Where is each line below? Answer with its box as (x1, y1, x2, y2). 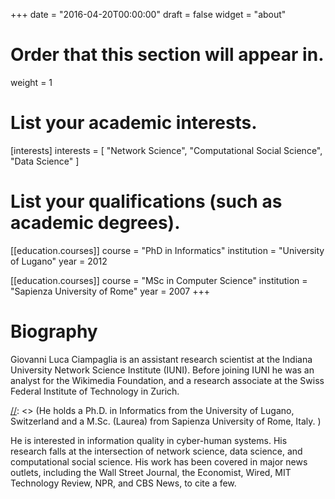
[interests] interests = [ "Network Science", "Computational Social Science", (10, 144, 323, 156)
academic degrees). (10, 212, 181, 234)
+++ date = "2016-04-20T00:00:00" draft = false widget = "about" (10, 9, 287, 20)
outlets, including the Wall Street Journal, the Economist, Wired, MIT (10, 466, 292, 478)
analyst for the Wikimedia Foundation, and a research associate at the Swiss (10, 374, 325, 386)
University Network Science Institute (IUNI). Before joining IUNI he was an (10, 364, 315, 376)
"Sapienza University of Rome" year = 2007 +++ (10, 285, 210, 297)
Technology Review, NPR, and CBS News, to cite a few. (10, 477, 237, 489)
